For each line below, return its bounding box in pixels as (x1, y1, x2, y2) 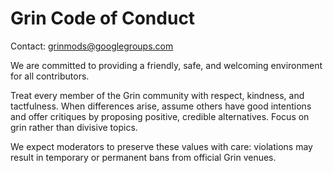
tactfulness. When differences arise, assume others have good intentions (10, 100, 312, 112)
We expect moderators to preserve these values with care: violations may (10, 140, 313, 152)
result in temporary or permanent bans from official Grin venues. (10, 151, 277, 163)
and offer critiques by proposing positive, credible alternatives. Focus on (10, 110, 310, 122)
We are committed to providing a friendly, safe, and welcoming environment (10, 59, 323, 71)
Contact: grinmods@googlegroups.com (10, 40, 174, 52)
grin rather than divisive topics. (10, 121, 138, 133)
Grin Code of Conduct (10, 7, 196, 30)
